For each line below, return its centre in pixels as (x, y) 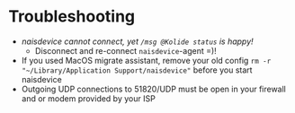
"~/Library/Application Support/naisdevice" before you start (137, 70)
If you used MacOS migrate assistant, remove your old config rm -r (146, 60)
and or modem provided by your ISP (89, 98)
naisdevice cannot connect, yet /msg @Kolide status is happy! (137, 41)
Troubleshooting (72, 17)
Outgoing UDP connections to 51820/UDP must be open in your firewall (154, 89)
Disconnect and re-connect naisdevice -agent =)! (125, 50)
